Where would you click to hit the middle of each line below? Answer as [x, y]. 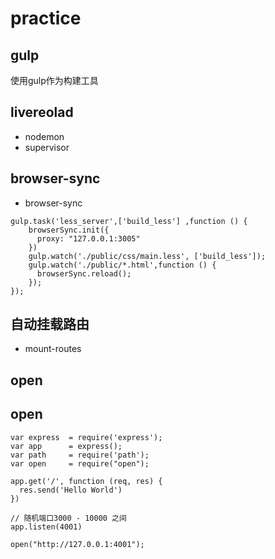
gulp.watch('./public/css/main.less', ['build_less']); [147, 256]
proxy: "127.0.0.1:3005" [88, 238]
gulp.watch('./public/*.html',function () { [122, 265]
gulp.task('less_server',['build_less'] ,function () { [129, 221]
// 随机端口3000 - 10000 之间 [68, 518]
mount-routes [53, 349]
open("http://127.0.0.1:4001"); [77, 544]
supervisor [47, 147]
